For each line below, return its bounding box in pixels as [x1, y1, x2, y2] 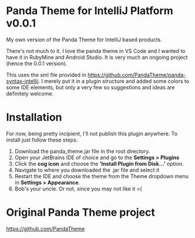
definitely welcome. [6, 90, 54, 97]
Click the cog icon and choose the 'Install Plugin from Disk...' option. [14, 160, 184, 167]
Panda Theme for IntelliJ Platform [6, 4, 174, 18]
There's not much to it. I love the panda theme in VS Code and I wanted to [6, 47, 186, 54]
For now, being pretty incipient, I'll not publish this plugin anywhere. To [6, 130, 178, 137]
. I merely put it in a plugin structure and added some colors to [38, 78, 190, 85]
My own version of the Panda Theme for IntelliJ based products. [6, 36, 162, 43]
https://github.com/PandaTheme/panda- [87, 71, 186, 78]
